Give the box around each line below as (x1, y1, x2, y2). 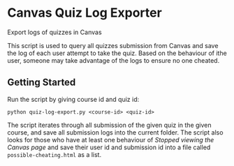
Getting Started (7, 77, 76, 89)
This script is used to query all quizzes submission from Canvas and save (7, 41, 219, 50)
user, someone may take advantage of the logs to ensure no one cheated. (7, 56, 220, 64)
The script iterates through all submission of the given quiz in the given (7, 121, 212, 129)
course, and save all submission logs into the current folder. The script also (7, 128, 224, 137)
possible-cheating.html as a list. (7, 150, 102, 158)
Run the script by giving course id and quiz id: (7, 95, 140, 103)
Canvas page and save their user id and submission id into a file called (7, 143, 211, 151)
